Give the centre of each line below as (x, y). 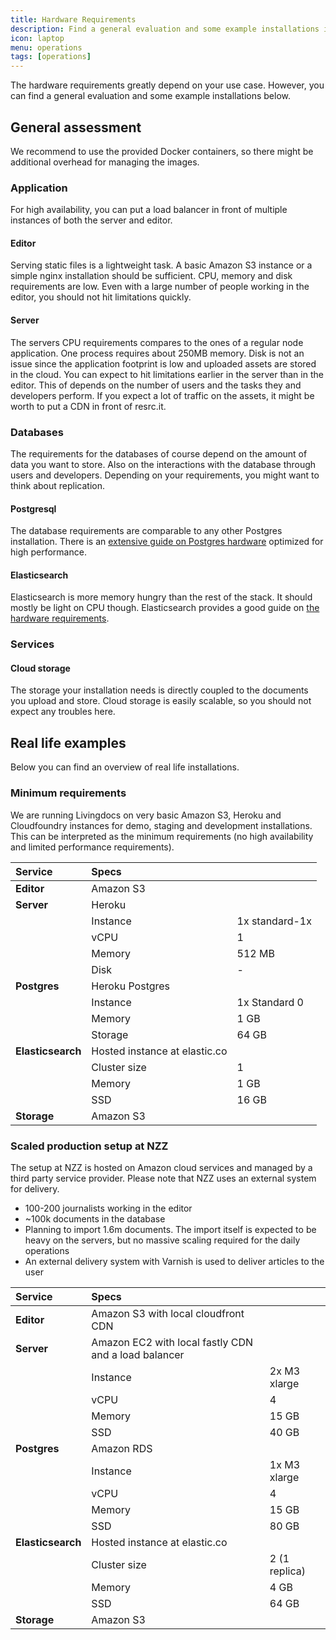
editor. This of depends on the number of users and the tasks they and (156, 385)
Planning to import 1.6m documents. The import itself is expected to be (170, 1229)
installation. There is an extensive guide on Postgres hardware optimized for (167, 542)
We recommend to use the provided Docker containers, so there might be (162, 151)
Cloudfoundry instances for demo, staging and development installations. (161, 825)
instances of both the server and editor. (91, 220)
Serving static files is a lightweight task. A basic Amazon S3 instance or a (161, 265)
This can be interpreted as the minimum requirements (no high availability (162, 836)
